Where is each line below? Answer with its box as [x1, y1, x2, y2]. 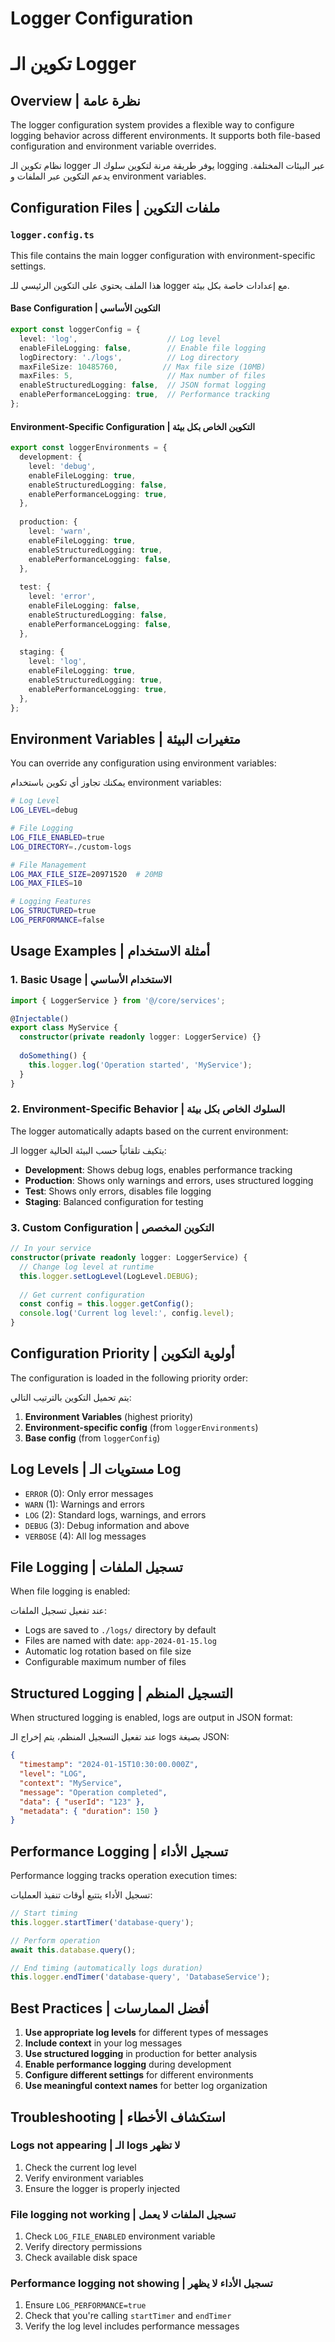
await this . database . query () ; [10, 1945, 137, 1955]
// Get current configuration [19, 1290, 145, 1300]
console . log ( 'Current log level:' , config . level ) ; [19, 1308, 235, 1319]
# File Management [10, 860, 87, 870]
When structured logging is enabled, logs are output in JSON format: [10, 1712, 293, 1724]
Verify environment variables [24, 2172, 144, 2184]
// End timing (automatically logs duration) [10, 1963, 203, 1973]
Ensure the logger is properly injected [24, 2182, 181, 2194]
